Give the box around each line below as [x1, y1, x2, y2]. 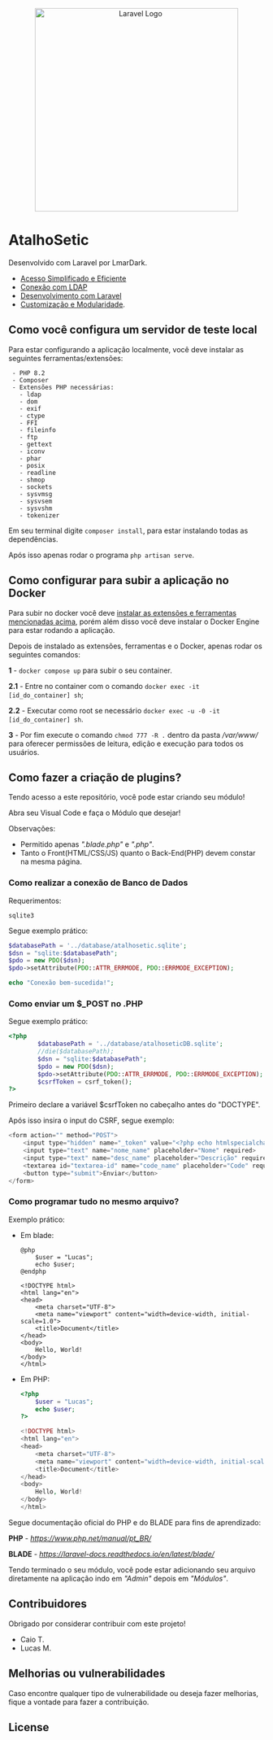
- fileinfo [19, 425, 57, 434]
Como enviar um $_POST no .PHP [8, 997, 144, 1009]
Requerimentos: [8, 896, 62, 905]
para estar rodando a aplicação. [8, 625, 115, 635]
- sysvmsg [19, 490, 53, 498]
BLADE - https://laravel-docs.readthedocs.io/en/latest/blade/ [8, 1549, 215, 1559]
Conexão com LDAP [19, 281, 88, 292]
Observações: [8, 824, 55, 834]
